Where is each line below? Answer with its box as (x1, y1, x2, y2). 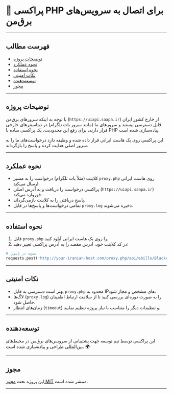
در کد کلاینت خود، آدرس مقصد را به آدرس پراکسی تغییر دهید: (13, 241, 129, 247)
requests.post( (6, 256, 38, 261)
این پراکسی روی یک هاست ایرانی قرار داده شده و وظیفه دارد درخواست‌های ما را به (6, 136, 164, 143)
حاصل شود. (13, 299, 36, 305)
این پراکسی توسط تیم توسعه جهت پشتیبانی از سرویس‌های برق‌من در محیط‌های (6, 337, 156, 344)
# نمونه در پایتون (6, 251, 36, 256)
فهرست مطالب (6, 42, 50, 51)
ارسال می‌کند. (13, 181, 40, 187)
